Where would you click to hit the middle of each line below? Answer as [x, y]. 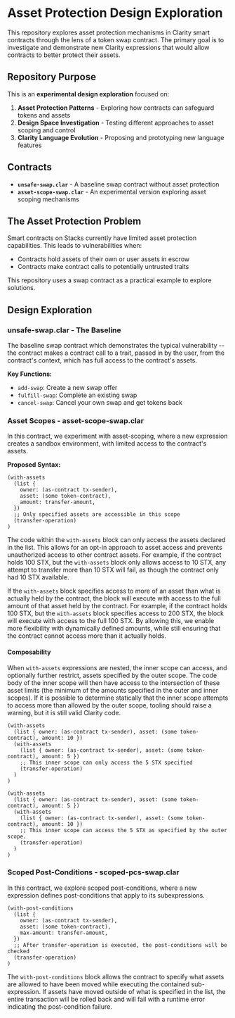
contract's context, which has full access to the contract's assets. [102, 360]
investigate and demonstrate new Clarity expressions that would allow [108, 47]
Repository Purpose [52, 77]
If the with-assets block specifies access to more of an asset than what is [114, 591]
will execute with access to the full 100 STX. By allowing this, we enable [111, 621]
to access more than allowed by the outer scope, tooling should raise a [109, 705]
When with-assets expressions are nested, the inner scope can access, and [117, 667]
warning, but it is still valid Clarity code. [64, 712]
